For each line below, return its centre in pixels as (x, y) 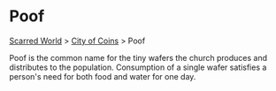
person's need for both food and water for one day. (103, 76)
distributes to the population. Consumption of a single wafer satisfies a (138, 67)
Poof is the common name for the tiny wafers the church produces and (138, 57)
